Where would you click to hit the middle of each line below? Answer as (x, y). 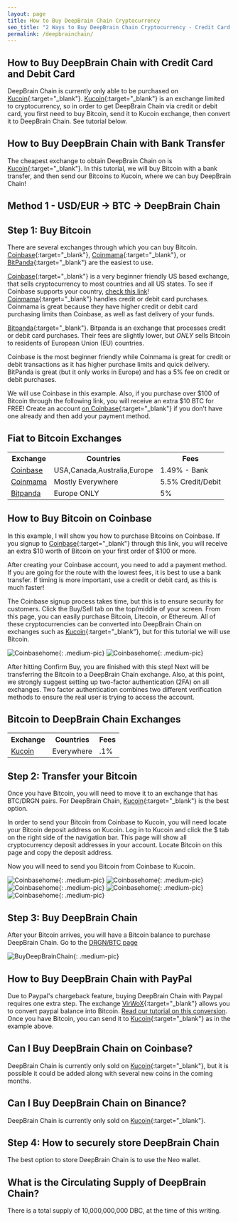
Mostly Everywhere (86, 482)
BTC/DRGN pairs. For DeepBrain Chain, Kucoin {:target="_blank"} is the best (118, 801)
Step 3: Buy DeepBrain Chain (73, 917)
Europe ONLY (76, 493)
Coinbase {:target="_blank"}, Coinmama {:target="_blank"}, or (97, 255)
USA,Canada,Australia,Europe (104, 470)
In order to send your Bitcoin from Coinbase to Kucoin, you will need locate (117, 822)
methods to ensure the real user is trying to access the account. (101, 697)
